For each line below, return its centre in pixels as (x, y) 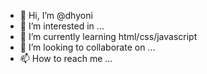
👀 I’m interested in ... (62, 26)
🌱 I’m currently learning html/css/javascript (108, 36)
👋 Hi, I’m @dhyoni (56, 15)
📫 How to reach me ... (66, 58)
